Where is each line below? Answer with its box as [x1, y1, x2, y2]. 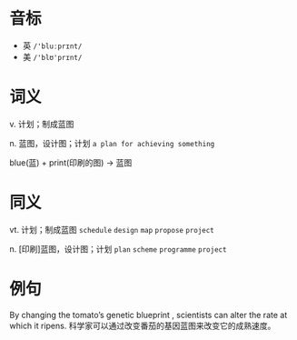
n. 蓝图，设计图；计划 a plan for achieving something [9, 137, 215, 148]
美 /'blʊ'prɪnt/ [22, 51, 83, 62]
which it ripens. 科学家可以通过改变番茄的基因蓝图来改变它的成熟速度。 [9, 320, 276, 331]
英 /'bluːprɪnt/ [22, 40, 83, 51]
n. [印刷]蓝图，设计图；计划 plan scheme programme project [9, 243, 227, 255]
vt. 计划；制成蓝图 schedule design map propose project [9, 224, 215, 235]
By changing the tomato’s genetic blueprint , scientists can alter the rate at [9, 309, 288, 320]
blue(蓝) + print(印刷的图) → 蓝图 [9, 156, 133, 168]
